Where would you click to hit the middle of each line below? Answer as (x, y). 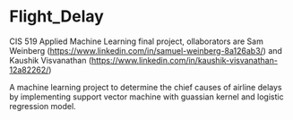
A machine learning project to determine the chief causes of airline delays (146, 87)
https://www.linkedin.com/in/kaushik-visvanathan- (184, 60)
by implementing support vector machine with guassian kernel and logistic (146, 97)
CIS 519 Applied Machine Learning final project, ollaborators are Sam (137, 41)
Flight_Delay (57, 17)
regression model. (43, 106)
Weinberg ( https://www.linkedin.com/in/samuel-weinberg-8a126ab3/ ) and (146, 50)
